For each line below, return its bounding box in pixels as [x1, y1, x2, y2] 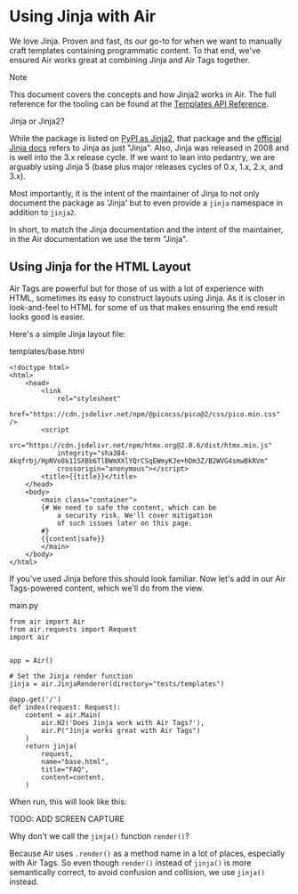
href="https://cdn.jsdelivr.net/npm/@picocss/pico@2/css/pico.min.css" [9, 409, 280, 419]
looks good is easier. [9, 311, 85, 322]
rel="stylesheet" [56, 394, 122, 403]
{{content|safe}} [41, 534, 105, 544]
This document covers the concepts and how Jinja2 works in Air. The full [9, 89, 277, 100]
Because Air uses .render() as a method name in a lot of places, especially [9, 848, 286, 858]
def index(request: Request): [9, 703, 122, 712]
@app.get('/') [9, 695, 62, 704]
